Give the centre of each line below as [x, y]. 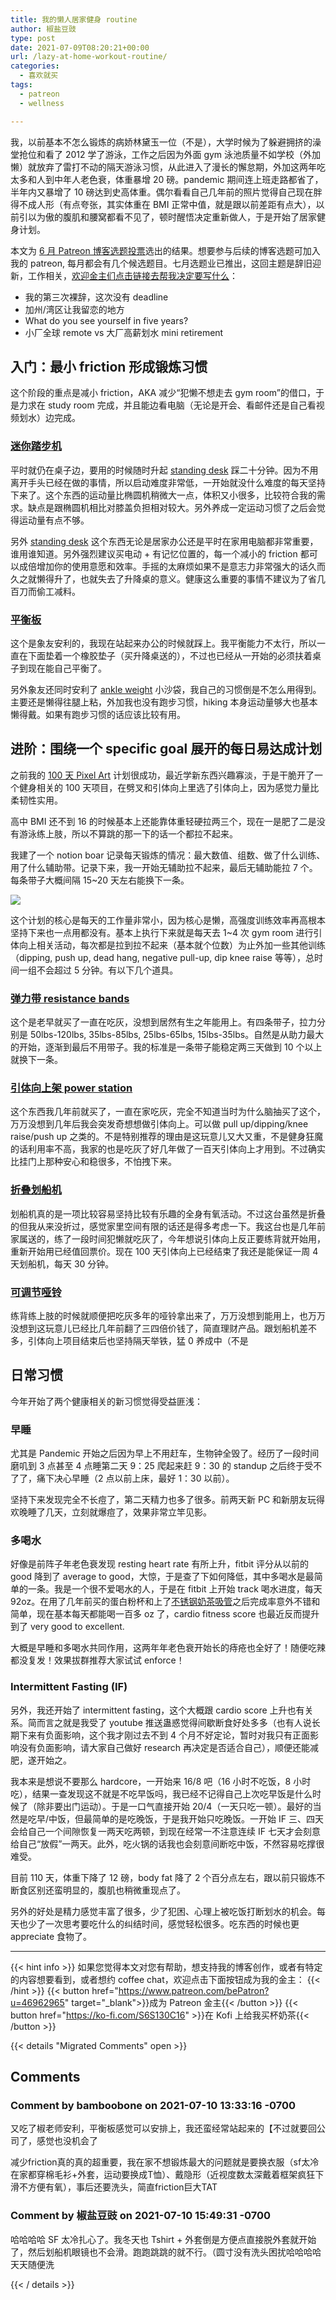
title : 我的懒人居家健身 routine [74, 19]
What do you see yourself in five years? [106, 320]
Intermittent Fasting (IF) [69, 1687]
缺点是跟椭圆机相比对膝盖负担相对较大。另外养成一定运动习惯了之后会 [172, 507]
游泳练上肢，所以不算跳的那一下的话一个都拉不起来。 [128, 833]
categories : [35, 66]
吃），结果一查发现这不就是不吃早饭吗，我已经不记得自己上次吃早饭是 [152, 1793]
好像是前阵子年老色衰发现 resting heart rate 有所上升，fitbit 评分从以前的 [160, 1564]
